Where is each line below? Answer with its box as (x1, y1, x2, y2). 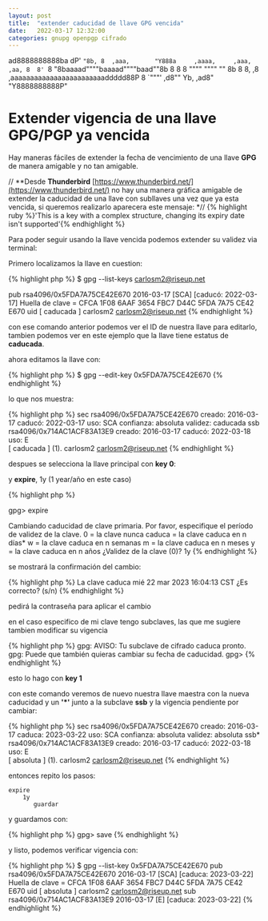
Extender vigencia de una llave (8, 110, 217, 128)
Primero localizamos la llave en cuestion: (8, 259, 142, 269)
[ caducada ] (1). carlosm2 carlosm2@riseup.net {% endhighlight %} (8, 444, 234, 453)
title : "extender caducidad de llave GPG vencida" (8, 19, 184, 27)
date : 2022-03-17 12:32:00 (8, 26, 106, 34)
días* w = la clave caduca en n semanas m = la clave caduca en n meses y (8, 538, 256, 548)
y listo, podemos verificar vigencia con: (8, 845, 138, 855)
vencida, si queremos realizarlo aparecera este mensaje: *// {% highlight (8, 202, 248, 212)
